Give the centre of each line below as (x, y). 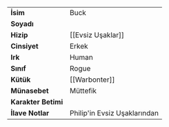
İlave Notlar (30, 113)
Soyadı (22, 24)
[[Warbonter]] (92, 80)
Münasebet (30, 91)
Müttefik (83, 91)
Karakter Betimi (37, 102)
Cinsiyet (25, 46)
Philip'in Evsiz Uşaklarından (114, 113)
